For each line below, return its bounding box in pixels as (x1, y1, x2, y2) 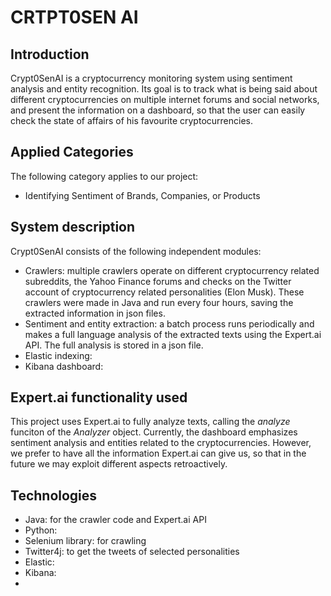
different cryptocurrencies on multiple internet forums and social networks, (10, 94, 320, 105)
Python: (24, 524, 58, 536)
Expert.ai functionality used (10, 389, 188, 406)
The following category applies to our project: (10, 170, 199, 182)
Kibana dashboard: (24, 360, 104, 372)
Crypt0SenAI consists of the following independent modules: (10, 245, 262, 257)
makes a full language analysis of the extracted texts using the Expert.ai (24, 328, 322, 340)
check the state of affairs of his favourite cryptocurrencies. (10, 115, 253, 126)
